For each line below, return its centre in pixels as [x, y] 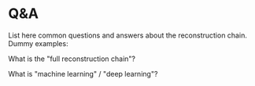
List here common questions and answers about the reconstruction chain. [128, 35]
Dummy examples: [38, 43]
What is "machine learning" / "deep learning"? [83, 73]
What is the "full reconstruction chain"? [72, 59]
